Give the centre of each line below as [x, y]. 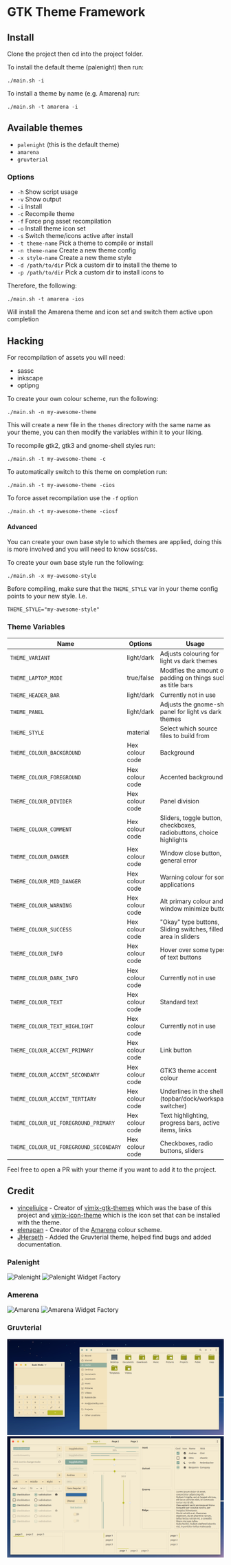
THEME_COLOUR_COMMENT [41, 830]
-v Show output [39, 199]
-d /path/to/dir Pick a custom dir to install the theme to [97, 265]
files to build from [185, 736]
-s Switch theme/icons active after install [75, 236]
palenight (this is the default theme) [68, 144]
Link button [176, 1050]
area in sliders [180, 937]
